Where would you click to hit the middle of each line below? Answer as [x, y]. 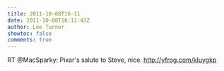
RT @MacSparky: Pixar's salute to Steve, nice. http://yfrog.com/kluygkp [112, 60]
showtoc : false [30, 33]
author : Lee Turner [36, 27]
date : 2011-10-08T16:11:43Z [49, 20]
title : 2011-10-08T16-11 [44, 14]
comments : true [30, 40]
